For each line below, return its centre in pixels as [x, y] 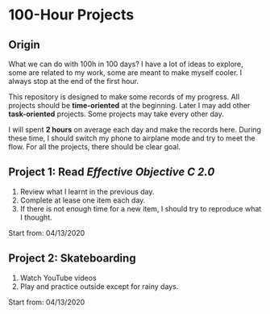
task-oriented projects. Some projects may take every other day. [116, 114]
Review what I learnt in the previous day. [87, 191]
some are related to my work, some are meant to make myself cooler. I [125, 73]
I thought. [36, 217]
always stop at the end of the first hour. [74, 81]
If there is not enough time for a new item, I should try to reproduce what [141, 208]
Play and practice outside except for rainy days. [99, 286]
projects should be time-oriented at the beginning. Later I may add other [129, 105]
